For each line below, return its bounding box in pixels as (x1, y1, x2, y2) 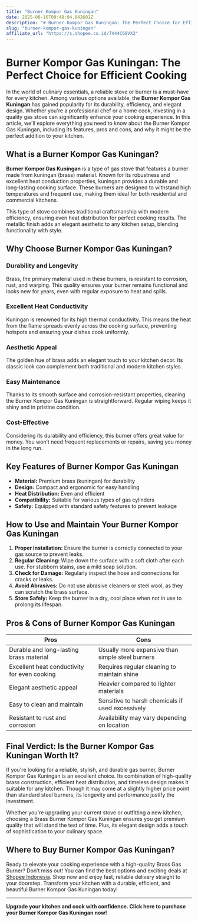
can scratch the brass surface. (14, 588, 90, 596)
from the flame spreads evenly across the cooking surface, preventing (6, 322, 177, 329)
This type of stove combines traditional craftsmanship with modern (6, 208, 169, 215)
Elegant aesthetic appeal (9, 684, 78, 692)
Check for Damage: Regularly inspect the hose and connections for (14, 570, 180, 577)
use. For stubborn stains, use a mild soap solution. (14, 563, 137, 571)
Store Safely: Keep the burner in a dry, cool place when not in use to (14, 595, 182, 602)
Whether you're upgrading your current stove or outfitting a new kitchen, (6, 809, 183, 816)
